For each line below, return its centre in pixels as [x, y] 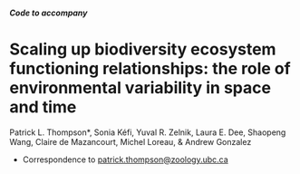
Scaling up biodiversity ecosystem [143, 49]
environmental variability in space [140, 87]
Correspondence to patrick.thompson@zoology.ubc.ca [125, 159]
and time [43, 106]
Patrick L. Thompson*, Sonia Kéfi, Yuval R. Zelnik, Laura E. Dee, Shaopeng [148, 132]
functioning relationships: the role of [150, 68]
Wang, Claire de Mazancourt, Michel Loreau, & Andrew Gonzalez [131, 141]
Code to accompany [48, 13]
